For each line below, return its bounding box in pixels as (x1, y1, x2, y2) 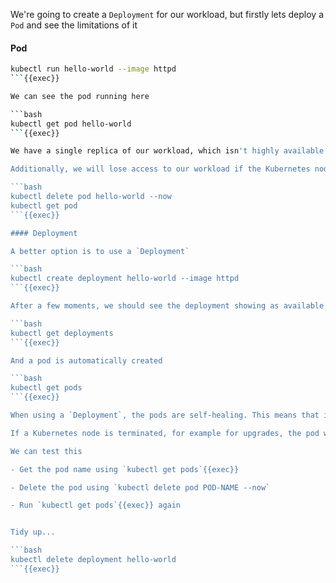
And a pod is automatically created (10, 355, 163, 366)
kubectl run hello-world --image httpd (10, 64, 177, 74)
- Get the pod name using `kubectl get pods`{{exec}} (10, 464, 240, 474)
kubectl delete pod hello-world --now (10, 192, 172, 202)
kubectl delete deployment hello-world (10, 555, 177, 565)
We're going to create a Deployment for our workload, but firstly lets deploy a (10, 9, 324, 20)
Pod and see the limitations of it (10, 19, 138, 31)
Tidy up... (10, 527, 56, 538)
